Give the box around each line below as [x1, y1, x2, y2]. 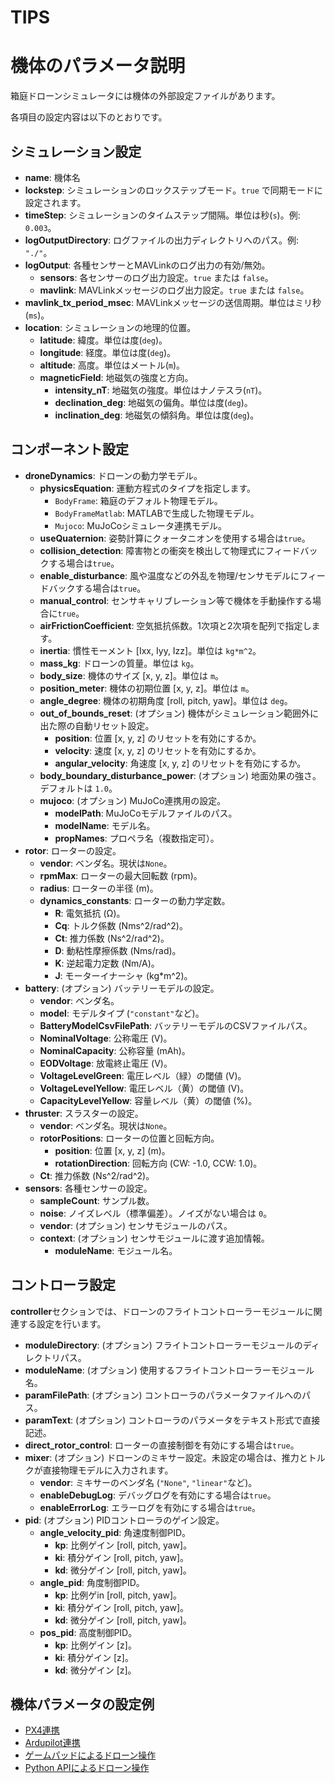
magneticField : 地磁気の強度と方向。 [39, 371, 194, 383]
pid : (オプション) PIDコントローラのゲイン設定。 [24, 1514, 225, 1526]
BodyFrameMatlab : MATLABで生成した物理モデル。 [54, 507, 260, 519]
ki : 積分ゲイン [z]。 [54, 1651, 134, 1663]
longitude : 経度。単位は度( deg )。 [39, 346, 177, 358]
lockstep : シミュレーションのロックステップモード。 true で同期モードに [24, 184, 323, 196]
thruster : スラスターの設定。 [24, 1107, 144, 1119]
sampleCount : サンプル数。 [39, 1194, 155, 1206]
